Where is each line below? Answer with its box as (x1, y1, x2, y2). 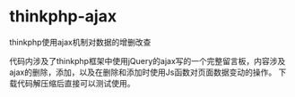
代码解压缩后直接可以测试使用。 (16, 77, 135, 88)
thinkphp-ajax (9, 6, 117, 27)
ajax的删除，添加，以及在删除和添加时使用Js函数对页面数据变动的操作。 (9, 67, 277, 77)
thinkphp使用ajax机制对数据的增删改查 (9, 36, 152, 47)
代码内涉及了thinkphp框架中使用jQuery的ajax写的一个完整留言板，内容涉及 (9, 55, 286, 66)
